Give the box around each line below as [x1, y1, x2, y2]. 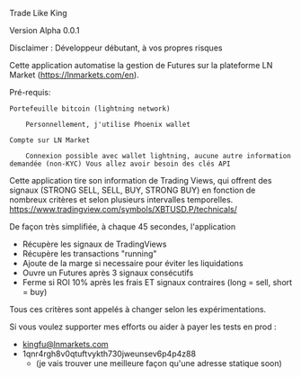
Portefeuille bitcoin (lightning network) [9, 104, 171, 113]
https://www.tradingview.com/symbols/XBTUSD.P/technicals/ [9, 204, 238, 214]
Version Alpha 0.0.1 [9, 25, 80, 35]
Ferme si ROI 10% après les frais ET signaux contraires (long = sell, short [22, 277, 293, 287]
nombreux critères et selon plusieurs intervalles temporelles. [9, 194, 234, 205]
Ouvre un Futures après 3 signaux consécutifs [22, 267, 194, 278]
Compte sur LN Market [9, 136, 91, 145]
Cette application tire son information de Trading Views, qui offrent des [9, 175, 272, 185]
